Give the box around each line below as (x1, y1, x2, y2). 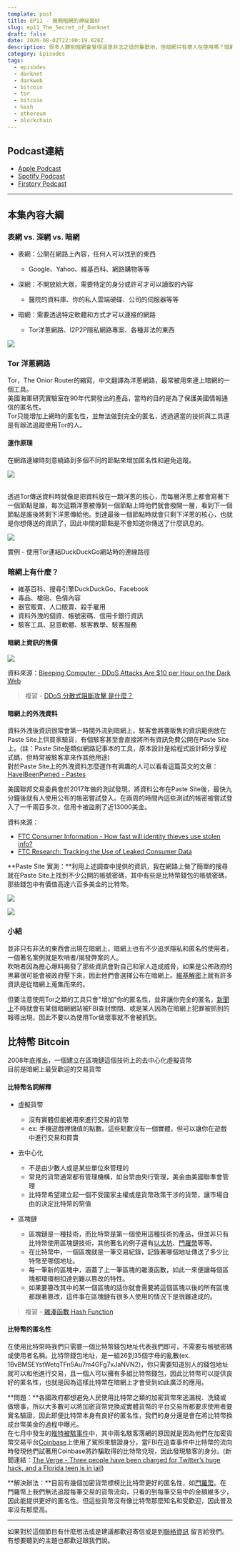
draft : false (7, 30, 46, 38)
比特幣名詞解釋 (7, 1083, 51, 1091)
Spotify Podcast (17, 172, 66, 181)
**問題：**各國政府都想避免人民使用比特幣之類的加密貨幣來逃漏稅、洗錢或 (7, 1393, 227, 1402)
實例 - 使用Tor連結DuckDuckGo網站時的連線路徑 (7, 547, 150, 556)
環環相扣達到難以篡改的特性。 (41, 1274, 129, 1283)
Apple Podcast (17, 164, 61, 173)
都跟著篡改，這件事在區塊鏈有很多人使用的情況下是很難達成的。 (28, 1292, 216, 1301)
